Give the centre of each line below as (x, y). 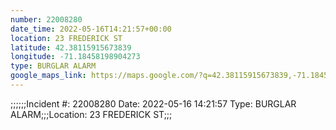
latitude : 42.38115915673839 (71, 47)
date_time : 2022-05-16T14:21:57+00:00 (91, 29)
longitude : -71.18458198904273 (75, 57)
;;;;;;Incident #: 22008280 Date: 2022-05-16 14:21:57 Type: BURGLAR (153, 103)
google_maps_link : (48, 76)
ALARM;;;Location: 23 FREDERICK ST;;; (91, 114)
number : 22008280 (46, 19)
